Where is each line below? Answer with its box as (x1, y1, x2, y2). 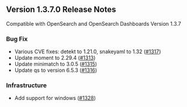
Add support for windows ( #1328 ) (14, 95, 96, 102)
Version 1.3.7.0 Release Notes (6, 5, 116, 15)
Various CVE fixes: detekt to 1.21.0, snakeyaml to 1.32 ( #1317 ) (14, 48, 161, 55)
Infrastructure (6, 81, 47, 89)
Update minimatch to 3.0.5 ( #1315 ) (14, 61, 98, 68)
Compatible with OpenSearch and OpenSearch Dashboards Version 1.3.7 (6, 20, 181, 27)
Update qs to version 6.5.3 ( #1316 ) (14, 67, 98, 74)
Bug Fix (6, 34, 28, 43)
